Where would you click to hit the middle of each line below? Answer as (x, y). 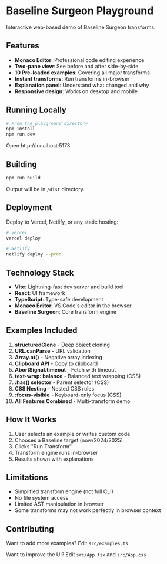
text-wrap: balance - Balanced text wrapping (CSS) (78, 376)
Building (21, 164)
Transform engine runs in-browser (56, 452)
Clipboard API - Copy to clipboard (56, 363)
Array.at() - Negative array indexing (59, 357)
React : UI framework (40, 293)
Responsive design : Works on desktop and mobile (76, 91)
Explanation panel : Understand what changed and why (82, 85)
